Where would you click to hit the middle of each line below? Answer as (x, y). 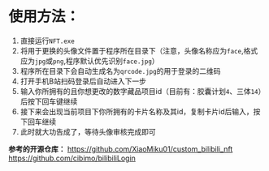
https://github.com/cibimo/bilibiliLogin (72, 158)
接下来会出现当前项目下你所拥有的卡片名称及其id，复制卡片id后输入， (137, 111)
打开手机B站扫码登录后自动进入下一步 (83, 81)
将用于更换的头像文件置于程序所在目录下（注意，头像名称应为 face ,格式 (139, 50)
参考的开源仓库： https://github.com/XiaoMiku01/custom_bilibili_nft (121, 149)
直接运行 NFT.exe (47, 41)
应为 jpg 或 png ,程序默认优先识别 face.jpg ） (90, 61)
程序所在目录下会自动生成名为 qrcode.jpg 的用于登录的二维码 (120, 71)
